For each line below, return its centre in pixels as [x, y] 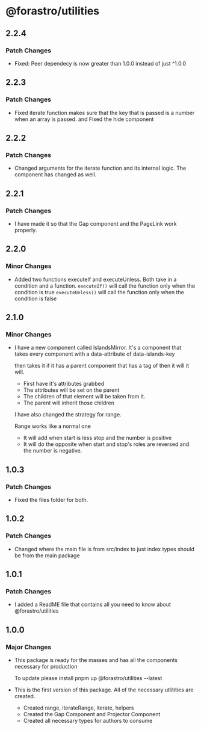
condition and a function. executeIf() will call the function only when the [105, 286]
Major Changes [29, 647]
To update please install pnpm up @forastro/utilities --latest [88, 678]
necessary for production [46, 667]
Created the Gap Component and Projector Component [92, 714]
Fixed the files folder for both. [51, 500]
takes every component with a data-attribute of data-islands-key [94, 354]
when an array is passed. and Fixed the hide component [84, 119]
